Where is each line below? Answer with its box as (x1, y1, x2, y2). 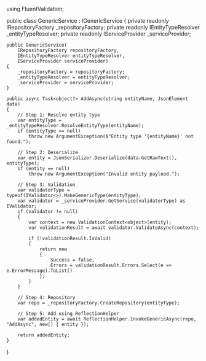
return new (39, 246, 68, 252)
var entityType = (17, 117, 62, 123)
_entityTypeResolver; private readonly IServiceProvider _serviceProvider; (6, 30, 192, 37)
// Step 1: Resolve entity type (17, 112, 100, 118)
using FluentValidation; (6, 6, 65, 12)
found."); (6, 139, 32, 145)
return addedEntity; (17, 332, 70, 338)
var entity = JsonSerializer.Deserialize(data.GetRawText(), (17, 155, 177, 161)
